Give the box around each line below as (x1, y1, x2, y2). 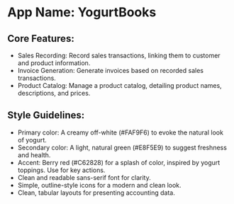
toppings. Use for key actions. (17, 166, 106, 174)
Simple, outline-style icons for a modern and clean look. (17, 181, 182, 189)
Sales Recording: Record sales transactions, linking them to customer (17, 51, 221, 59)
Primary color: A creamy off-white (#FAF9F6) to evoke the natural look (17, 128, 223, 137)
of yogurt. (17, 135, 48, 144)
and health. (17, 150, 51, 159)
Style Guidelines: (7, 109, 85, 121)
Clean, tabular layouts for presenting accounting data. (17, 188, 176, 197)
